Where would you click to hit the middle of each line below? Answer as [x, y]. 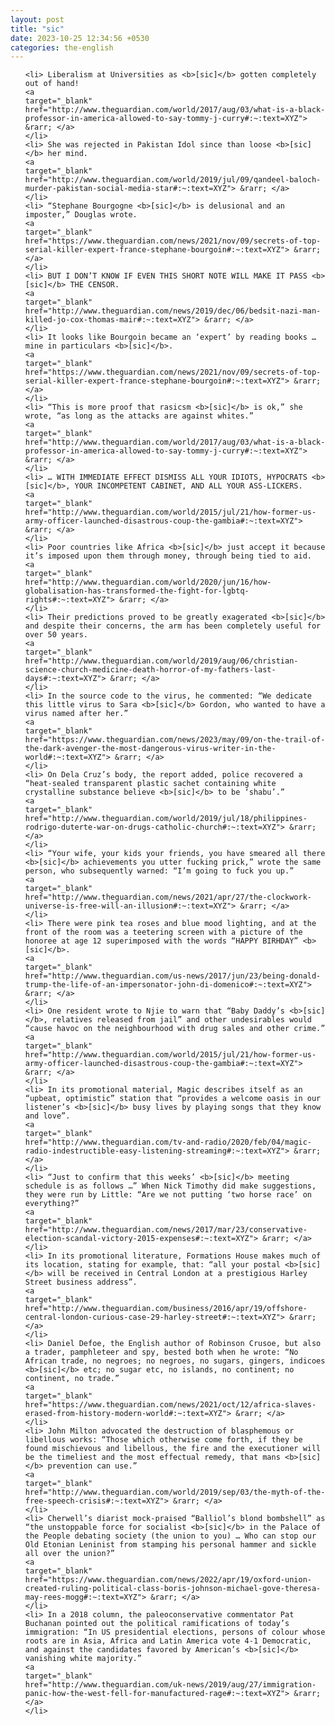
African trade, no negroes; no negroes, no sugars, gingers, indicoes [175, 1361]
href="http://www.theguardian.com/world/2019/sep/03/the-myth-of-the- [175, 1492]
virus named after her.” [76, 714]
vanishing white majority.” [83, 1659]
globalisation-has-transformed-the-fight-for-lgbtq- [137, 591]
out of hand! [52, 84]
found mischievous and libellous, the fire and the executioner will [173, 1449]
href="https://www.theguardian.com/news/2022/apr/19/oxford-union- [168, 1580]
